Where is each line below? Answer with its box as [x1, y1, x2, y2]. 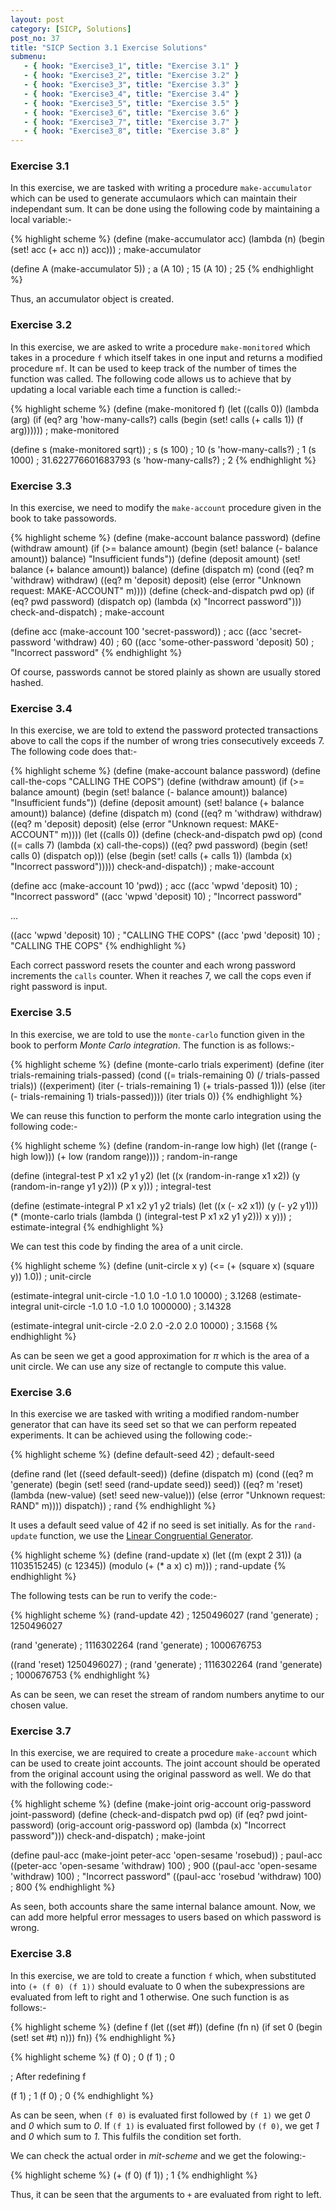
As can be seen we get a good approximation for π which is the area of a [10, 1349, 310, 1361]
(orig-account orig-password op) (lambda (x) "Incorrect [56, 1819, 287, 1831]
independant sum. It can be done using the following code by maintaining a [10, 203, 320, 215]
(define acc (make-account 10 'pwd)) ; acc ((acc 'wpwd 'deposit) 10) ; [10, 880, 298, 892]
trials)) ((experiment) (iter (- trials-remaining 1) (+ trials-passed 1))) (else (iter [10, 1079, 326, 1091]
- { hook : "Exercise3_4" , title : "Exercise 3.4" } [23, 89, 240, 99]
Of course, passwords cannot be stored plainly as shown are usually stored [10, 666, 322, 678]
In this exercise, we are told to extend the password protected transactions [10, 724, 319, 736]
